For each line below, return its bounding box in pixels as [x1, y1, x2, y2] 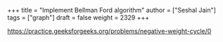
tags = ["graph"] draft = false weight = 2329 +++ [7, 13, 150, 22]
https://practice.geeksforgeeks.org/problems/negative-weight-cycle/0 [7, 27, 212, 35]
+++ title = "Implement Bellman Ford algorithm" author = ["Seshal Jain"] [7, 6, 217, 14]
